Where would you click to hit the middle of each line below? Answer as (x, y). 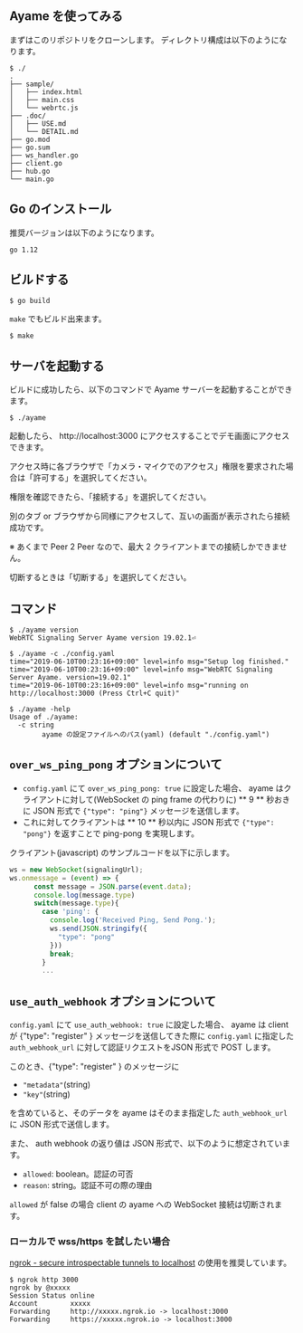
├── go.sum (30, 148)
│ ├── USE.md (38, 124)
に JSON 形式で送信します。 (62, 1124)
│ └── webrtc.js (44, 108)
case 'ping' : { (71, 912)
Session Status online (52, 1296)
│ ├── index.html (46, 92)
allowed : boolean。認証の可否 (78, 1174)
